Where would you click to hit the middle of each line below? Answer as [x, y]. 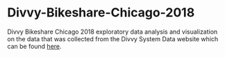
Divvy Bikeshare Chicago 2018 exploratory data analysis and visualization [112, 32]
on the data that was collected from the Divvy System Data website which [113, 38]
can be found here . [34, 46]
